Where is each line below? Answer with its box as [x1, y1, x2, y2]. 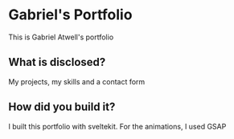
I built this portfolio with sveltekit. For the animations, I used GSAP [8, 121, 227, 131]
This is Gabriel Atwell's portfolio [8, 32, 114, 42]
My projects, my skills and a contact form [8, 76, 146, 86]
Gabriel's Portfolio [8, 6, 133, 24]
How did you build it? [8, 100, 116, 114]
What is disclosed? [8, 55, 106, 69]
